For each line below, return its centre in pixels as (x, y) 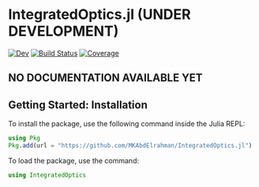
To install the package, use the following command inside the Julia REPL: (127, 124)
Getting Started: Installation (78, 105)
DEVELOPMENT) (64, 31)
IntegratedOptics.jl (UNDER (99, 15)
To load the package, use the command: (74, 160)
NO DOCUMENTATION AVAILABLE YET (105, 78)
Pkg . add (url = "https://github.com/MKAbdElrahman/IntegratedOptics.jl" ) (130, 146)
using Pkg (24, 138)
